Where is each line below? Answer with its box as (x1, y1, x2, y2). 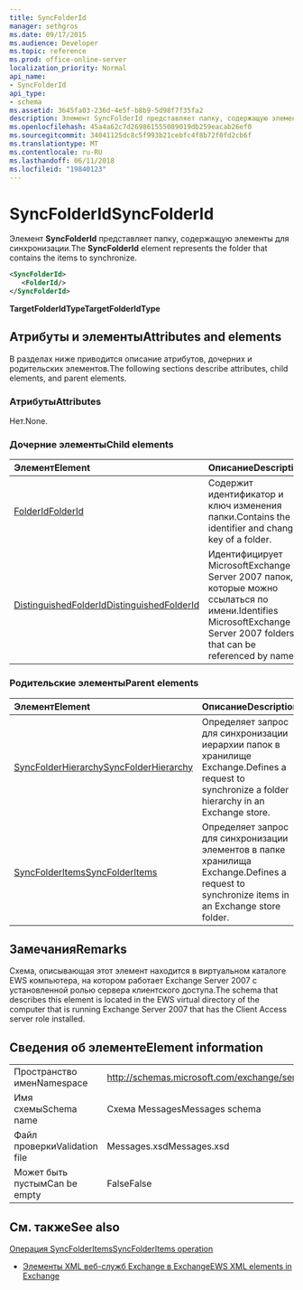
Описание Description (201, 700, 299, 712)
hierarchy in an (201, 795, 265, 807)
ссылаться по (207, 593, 269, 606)
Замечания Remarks (9, 942, 128, 957)
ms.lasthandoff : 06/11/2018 (9, 155, 115, 165)
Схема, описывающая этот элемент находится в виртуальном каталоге (9, 965, 287, 976)
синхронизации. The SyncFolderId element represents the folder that (9, 243, 268, 254)
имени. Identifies (207, 605, 279, 617)
